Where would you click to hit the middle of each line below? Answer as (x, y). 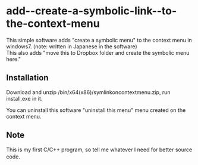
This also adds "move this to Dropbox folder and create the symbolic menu (98, 52)
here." (14, 59)
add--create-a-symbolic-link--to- (92, 11)
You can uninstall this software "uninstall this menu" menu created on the (96, 110)
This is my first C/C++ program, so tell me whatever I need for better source (99, 150)
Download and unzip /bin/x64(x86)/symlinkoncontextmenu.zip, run (88, 92)
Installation (27, 78)
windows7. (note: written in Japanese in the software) (72, 46)
